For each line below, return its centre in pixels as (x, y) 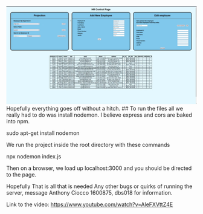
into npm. (18, 122)
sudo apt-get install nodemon (43, 133)
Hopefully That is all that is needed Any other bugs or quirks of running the (99, 186)
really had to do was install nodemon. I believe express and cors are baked (99, 115)
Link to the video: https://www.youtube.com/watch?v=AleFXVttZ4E (90, 204)
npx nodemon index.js (34, 157)
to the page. (21, 175)
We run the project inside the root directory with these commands (88, 145)
